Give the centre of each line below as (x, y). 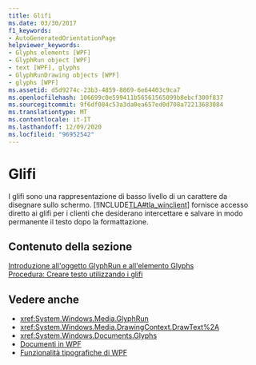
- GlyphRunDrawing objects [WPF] (64, 75)
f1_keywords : (30, 30)
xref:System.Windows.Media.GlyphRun (84, 319)
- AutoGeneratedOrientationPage (62, 38)
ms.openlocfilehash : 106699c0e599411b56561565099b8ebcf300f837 (116, 97)
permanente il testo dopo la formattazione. (78, 221)
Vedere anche (44, 299)
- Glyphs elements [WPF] (50, 53)
